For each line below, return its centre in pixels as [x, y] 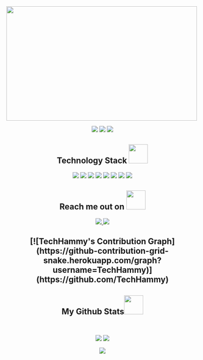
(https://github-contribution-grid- [102, 251]
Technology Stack [92, 161]
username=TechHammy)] [102, 270]
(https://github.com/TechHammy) [102, 280]
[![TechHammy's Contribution [88, 241]
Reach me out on [92, 207]
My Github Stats [93, 311]
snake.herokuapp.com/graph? [102, 261]
